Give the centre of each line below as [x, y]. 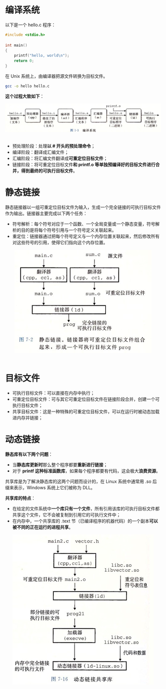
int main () [16, 45]
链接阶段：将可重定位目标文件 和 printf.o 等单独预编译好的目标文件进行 [84, 164]
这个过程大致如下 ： [25, 96]
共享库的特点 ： [20, 498]
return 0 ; [24, 61]
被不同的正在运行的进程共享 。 [42, 527]
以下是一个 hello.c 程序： [30, 25]
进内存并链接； [27, 417]
